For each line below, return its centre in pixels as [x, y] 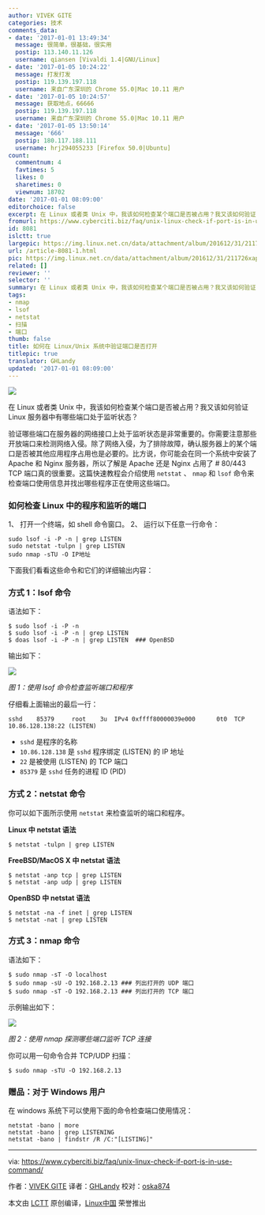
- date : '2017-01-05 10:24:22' [60, 67]
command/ [26, 1170]
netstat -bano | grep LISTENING [61, 1133]
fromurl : [22, 221]
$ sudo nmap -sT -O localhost [58, 975]
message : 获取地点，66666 [55, 104]
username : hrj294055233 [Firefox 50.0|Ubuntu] [93, 148]
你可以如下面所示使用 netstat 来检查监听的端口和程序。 [99, 812]
